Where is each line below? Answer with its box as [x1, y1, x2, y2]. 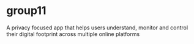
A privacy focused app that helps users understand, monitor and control [6, 24, 188, 31]
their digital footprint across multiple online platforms [6, 30, 140, 37]
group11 [6, 4, 47, 18]
